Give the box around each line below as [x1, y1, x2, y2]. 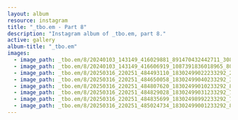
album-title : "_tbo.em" [7, 43, 78, 50]
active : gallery [7, 37, 55, 44]
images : [7, 50, 30, 57]
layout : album [7, 10, 50, 18]
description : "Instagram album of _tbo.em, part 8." [7, 30, 166, 37]
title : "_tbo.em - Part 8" [7, 23, 87, 30]
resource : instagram [7, 17, 69, 24]
